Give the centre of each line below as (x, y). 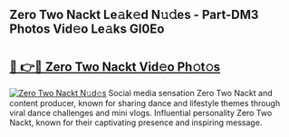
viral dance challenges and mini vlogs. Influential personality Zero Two (141, 113)
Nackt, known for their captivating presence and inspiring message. (136, 122)
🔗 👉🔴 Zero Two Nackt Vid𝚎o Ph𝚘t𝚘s (115, 67)
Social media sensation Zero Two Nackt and (190, 93)
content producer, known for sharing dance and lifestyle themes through (145, 103)
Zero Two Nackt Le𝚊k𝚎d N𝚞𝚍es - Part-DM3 (134, 15)
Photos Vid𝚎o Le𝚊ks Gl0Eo (87, 29)
